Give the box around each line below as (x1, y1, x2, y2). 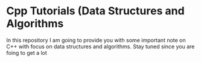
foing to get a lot (6, 49, 47, 56)
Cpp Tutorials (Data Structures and (6, 4, 185, 18)
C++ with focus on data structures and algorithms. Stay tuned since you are (6, 43, 195, 50)
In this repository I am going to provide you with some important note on (6, 36, 186, 44)
